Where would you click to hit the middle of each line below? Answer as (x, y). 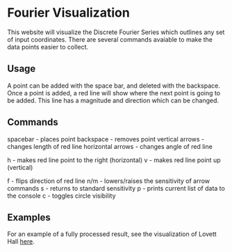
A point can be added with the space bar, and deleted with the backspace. (114, 86)
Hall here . (21, 242)
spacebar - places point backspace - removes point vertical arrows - (106, 139)
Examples (29, 217)
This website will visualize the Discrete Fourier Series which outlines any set (116, 32)
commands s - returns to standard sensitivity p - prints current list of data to (116, 188)
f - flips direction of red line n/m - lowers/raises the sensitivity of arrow (109, 181)
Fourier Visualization (68, 13)
